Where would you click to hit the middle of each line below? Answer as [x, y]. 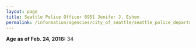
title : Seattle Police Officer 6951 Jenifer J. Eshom [73, 17]
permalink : [19, 22]
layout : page [22, 11]
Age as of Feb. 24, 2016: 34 [40, 39]
